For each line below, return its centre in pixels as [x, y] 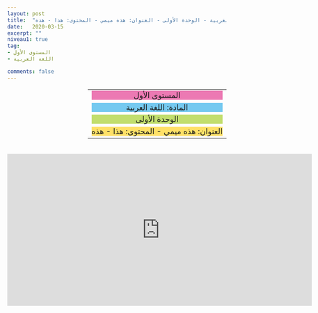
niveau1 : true [28, 40]
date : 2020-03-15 [35, 26]
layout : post [26, 14]
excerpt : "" [24, 33]
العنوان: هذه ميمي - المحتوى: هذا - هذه [157, 131]
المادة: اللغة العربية [157, 107]
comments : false [31, 71]
